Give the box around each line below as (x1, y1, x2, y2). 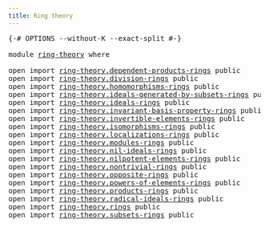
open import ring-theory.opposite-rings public (8, 170, 199, 179)
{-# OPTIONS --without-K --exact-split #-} (8, 34, 182, 43)
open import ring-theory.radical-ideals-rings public (8, 194, 224, 203)
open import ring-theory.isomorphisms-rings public (8, 122, 216, 131)
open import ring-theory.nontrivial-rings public (8, 162, 207, 171)
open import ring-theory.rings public (8, 202, 161, 211)
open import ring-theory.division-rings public (8, 74, 199, 83)
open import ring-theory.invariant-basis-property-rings (8, 106, 237, 115)
